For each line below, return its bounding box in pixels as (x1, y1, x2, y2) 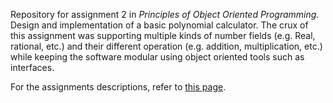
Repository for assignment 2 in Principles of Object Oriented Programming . (10, 9, 320, 20)
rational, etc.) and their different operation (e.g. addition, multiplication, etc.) (10, 40, 323, 52)
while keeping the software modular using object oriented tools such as (10, 51, 305, 63)
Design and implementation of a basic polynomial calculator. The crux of (10, 19, 309, 31)
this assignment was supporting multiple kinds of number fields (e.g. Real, (10, 30, 316, 41)
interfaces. (10, 62, 55, 73)
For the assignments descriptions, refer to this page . (10, 81, 227, 93)
